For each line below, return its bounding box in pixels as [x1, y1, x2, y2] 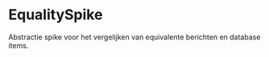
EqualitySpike [8, 6, 103, 24]
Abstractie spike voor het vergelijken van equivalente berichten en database [8, 32, 261, 42]
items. [8, 40, 29, 50]
